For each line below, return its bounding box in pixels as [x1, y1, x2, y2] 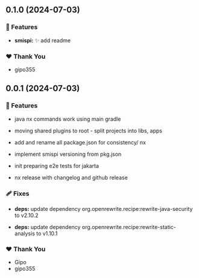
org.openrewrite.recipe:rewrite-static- [81, 223, 176, 230]
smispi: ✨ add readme [14, 36, 71, 44]
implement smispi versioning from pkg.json [14, 150, 122, 158]
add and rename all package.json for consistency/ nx [14, 138, 146, 146]
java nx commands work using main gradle [14, 115, 121, 123]
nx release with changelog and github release [14, 173, 128, 181]
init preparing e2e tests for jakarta [14, 162, 99, 169]
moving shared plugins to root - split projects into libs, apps [14, 127, 162, 134]
